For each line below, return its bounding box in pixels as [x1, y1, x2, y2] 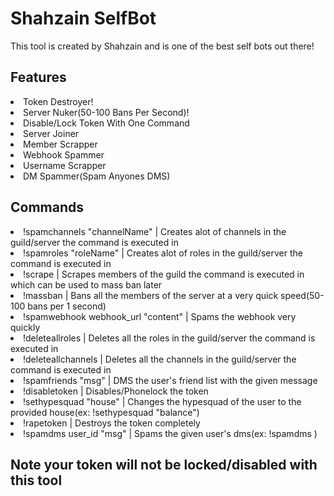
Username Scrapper [23, 159, 107, 171]
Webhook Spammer [23, 148, 105, 161]
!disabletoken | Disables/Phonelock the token [23, 385, 209, 397]
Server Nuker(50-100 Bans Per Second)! [23, 106, 190, 118]
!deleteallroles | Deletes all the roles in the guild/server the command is [23, 332, 316, 344]
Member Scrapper [23, 138, 98, 150]
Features [10, 69, 67, 86]
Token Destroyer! [23, 95, 94, 107]
